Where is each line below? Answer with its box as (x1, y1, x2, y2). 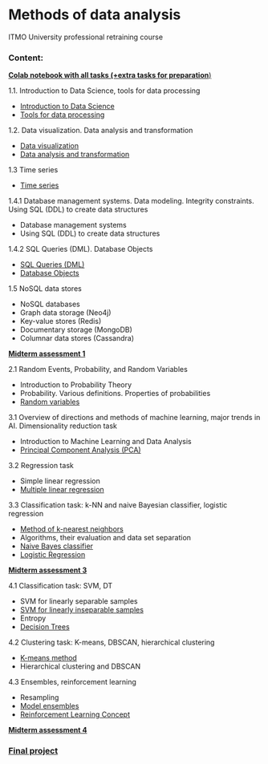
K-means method (19, 653, 78, 663)
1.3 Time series (8, 165, 59, 175)
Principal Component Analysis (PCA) (19, 445, 142, 455)
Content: (8, 52, 44, 63)
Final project (8, 746, 59, 757)
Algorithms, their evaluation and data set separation (19, 533, 191, 543)
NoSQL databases (19, 299, 80, 309)
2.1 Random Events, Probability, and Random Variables (8, 365, 189, 374)
